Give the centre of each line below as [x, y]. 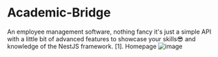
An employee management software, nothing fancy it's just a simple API [109, 32]
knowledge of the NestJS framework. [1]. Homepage [82, 46]
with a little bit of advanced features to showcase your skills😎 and [101, 38]
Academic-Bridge [59, 13]
